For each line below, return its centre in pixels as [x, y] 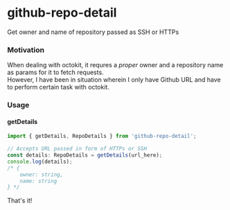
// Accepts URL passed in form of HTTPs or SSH [77, 149]
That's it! [20, 201]
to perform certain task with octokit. [58, 87]
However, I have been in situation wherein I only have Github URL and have [114, 80]
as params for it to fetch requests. [55, 72]
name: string [38, 181]
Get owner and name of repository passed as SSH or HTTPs [93, 32]
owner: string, [42, 175]
